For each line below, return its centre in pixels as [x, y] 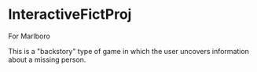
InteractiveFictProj [70, 14]
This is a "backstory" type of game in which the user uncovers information [129, 51]
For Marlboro [29, 36]
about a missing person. [47, 59]
